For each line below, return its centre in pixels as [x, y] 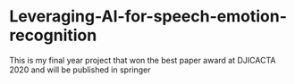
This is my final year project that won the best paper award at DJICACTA [143, 60]
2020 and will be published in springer [80, 70]
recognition [53, 35]
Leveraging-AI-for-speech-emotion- [148, 17]
